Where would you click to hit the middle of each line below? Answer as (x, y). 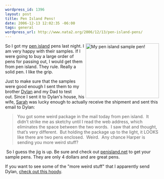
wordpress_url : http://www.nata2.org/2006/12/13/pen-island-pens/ (74, 32)
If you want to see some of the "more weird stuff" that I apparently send (77, 166)
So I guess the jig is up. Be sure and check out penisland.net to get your (78, 152)
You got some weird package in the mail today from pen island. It (83, 116)
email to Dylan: (20, 107)
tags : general (20, 28)
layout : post (18, 14)
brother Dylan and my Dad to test (39, 91)
